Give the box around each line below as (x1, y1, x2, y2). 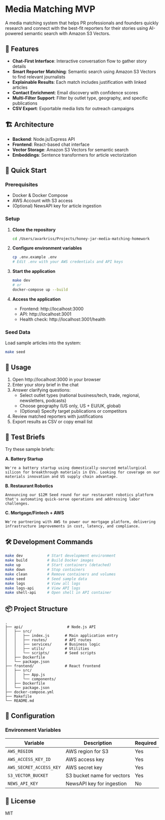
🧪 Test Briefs (5, 433, 45, 442)
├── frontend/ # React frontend (5, 664, 100, 669)
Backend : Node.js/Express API (12, 136, 75, 142)
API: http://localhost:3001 (19, 311, 72, 317)
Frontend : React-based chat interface (12, 141, 90, 147)
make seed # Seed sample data (5, 576, 87, 581)
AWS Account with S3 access (12, 197, 73, 204)
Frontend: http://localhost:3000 (19, 306, 84, 312)
